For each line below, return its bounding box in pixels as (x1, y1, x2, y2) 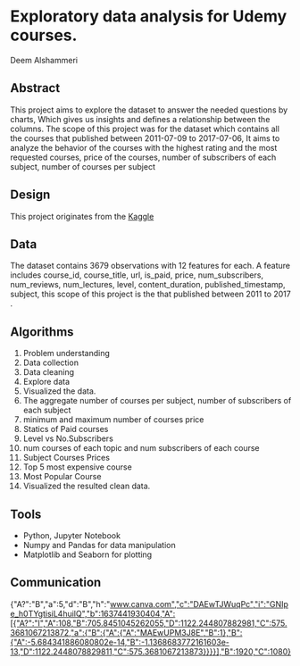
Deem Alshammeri (10, 54, 79, 65)
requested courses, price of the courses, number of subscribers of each (10, 152, 277, 162)
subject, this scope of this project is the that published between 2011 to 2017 (10, 288, 291, 300)
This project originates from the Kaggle (10, 211, 154, 221)
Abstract (10, 80, 61, 96)
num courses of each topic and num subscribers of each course (22, 443, 260, 454)
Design (10, 187, 51, 203)
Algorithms (10, 324, 74, 339)
